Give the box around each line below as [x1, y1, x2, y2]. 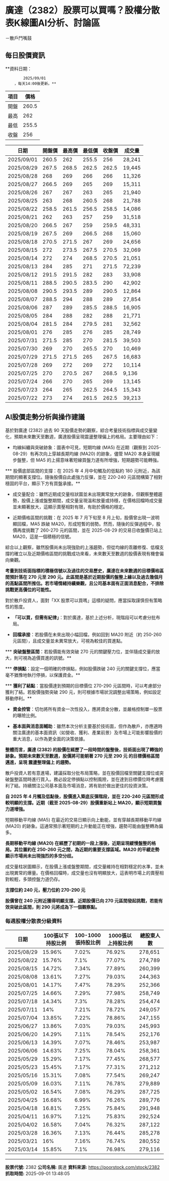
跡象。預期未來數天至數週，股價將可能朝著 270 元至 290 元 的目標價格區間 [5, 753, 160, 759]
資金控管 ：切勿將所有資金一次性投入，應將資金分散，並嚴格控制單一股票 [12, 706, 162, 712]
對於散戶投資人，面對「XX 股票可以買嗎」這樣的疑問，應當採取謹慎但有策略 [5, 597, 162, 603]
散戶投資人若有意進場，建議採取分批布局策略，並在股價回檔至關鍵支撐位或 [5, 770, 159, 776]
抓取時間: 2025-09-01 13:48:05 [5, 1170, 70, 1176]
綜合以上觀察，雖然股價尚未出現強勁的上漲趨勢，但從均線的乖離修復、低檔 [5, 544, 159, 550]
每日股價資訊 [5, 51, 45, 60]
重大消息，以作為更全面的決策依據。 [12, 735, 88, 741]
